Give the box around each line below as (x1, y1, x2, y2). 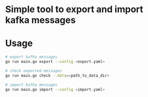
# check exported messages (5, 68, 62, 73)
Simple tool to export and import (5, 4, 143, 15)
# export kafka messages (5, 54, 58, 59)
